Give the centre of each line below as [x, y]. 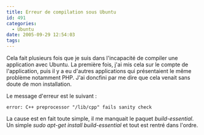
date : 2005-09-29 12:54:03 [41, 35]
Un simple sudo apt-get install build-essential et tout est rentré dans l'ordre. [102, 125]
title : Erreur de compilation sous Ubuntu [61, 12]
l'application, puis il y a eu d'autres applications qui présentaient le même [99, 71]
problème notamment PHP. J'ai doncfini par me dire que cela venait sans [98, 78]
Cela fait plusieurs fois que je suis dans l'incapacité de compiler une [92, 58]
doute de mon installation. [39, 84]
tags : [13, 40]
